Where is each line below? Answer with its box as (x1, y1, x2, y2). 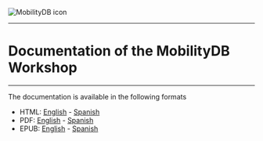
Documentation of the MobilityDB (8, 42, 230, 60)
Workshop (8, 59, 77, 77)
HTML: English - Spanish (19, 107, 100, 117)
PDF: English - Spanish (19, 115, 94, 125)
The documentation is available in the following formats (8, 92, 187, 101)
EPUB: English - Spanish (19, 124, 99, 133)
